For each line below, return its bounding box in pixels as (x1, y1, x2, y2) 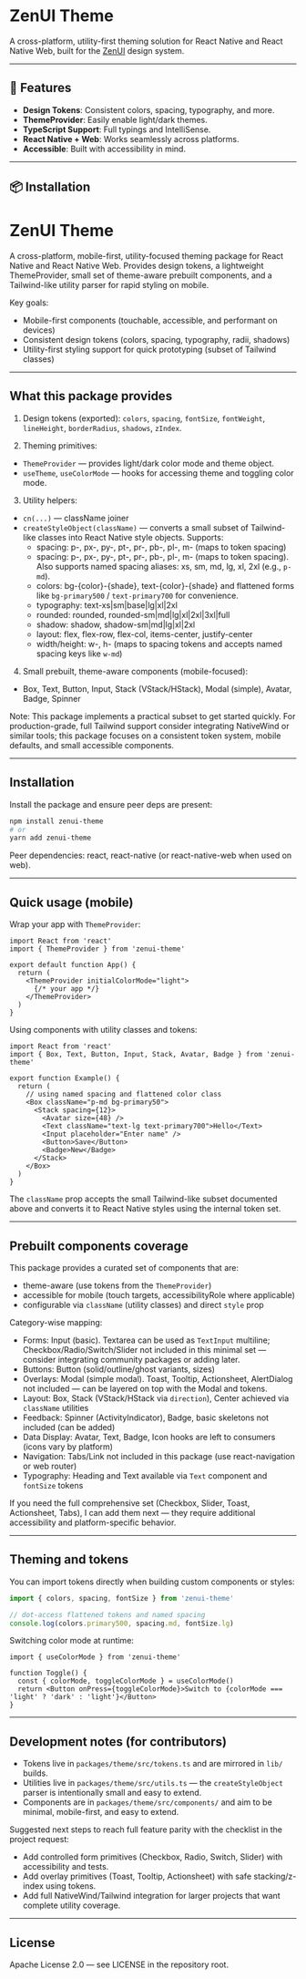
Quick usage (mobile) (9, 894, 134, 910)
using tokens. (45, 1881, 97, 1891)
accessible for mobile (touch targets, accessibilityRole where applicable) (22, 1289, 296, 1300)
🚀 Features (9, 80, 72, 96)
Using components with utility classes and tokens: (9, 1025, 198, 1036)
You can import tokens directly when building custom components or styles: (9, 1576, 295, 1587)
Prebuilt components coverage (9, 1238, 189, 1253)
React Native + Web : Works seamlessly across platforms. (22, 133, 240, 144)
